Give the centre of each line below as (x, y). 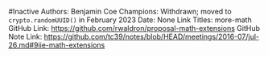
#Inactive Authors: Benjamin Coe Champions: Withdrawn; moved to (120, 11)
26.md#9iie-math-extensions (57, 45)
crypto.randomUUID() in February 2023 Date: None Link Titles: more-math (130, 20)
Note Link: (25, 36)
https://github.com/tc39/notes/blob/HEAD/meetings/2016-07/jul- (152, 36)
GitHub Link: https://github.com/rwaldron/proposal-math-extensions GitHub (134, 28)
